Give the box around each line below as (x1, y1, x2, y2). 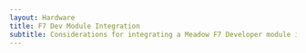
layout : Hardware (9, 13, 76, 22)
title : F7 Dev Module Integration (9, 22, 141, 31)
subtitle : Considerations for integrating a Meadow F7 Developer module (9, 30, 291, 39)
